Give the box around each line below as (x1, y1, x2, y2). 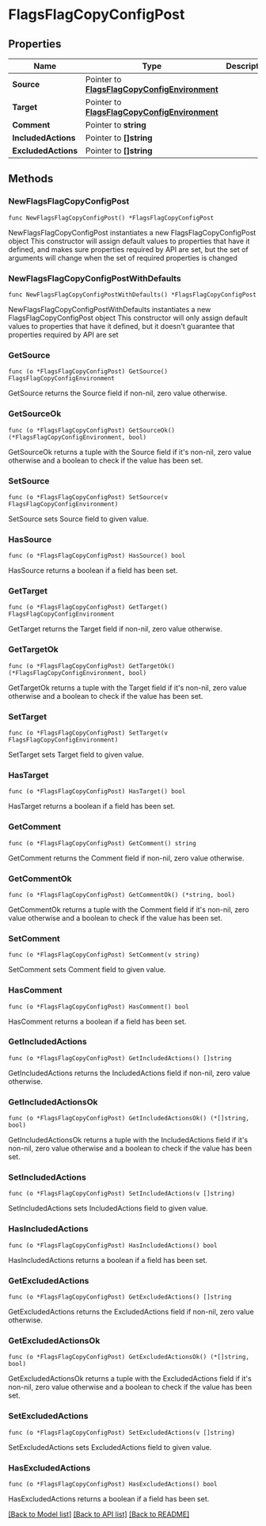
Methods (8, 172, 54, 185)
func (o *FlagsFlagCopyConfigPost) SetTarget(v (8, 729, 169, 738)
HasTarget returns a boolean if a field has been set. (8, 802, 176, 811)
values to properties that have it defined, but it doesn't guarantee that (8, 321, 235, 330)
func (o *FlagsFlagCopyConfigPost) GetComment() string (8, 839, 196, 847)
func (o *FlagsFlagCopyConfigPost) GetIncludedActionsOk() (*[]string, (8, 1115, 249, 1123)
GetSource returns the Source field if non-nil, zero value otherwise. (8, 388, 228, 398)
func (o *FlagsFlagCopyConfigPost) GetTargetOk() (8, 662, 176, 670)
